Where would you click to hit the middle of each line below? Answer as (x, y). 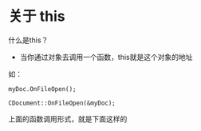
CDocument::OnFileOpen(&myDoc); (62, 103)
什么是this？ (28, 40)
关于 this (37, 16)
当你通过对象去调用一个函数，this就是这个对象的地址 (106, 57)
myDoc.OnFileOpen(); (43, 89)
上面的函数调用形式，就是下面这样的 (68, 119)
